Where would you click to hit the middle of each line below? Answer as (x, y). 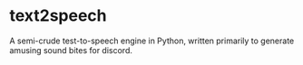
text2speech (58, 16)
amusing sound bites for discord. (71, 50)
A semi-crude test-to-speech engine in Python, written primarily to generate (152, 41)
